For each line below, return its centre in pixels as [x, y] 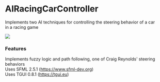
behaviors [15, 64]
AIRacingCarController [52, 9]
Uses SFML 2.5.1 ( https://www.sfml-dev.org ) [49, 69]
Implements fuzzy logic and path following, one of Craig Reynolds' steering [80, 59]
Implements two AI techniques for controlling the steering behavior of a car [80, 22]
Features [16, 48]
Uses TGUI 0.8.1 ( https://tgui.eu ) [37, 74]
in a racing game [22, 27]
